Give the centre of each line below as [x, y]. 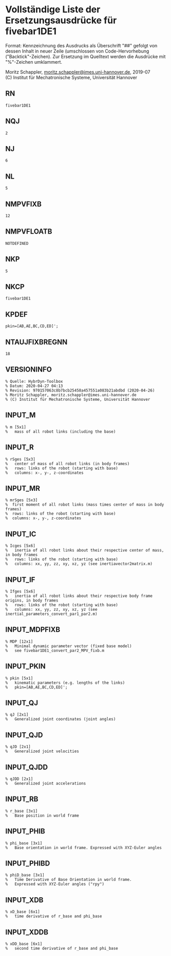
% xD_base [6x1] [23, 912]
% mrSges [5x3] [22, 500]
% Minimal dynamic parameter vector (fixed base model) [69, 646]
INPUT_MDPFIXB [33, 630]
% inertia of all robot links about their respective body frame [79, 596]
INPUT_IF [20, 580]
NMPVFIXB [24, 204]
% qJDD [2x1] [19, 779]
